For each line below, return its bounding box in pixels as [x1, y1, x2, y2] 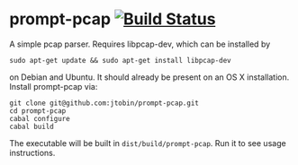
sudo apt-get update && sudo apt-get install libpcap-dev [9, 56, 231, 65]
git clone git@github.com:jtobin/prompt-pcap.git [9, 99, 200, 108]
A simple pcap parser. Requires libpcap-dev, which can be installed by [9, 39, 271, 49]
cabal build [9, 122, 54, 131]
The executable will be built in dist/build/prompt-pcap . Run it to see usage [9, 137, 286, 148]
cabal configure [9, 114, 70, 123]
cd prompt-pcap [9, 106, 67, 116]
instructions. [9, 147, 56, 158]
